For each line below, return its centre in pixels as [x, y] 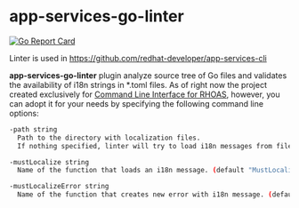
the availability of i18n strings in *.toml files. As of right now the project [138, 84]
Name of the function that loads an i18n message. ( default [131, 171]
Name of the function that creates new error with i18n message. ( [145, 195]
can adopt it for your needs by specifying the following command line [137, 103]
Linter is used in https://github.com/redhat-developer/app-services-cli [138, 58]
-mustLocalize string [49, 162]
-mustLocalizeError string [59, 187]
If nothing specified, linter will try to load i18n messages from [145, 146]
